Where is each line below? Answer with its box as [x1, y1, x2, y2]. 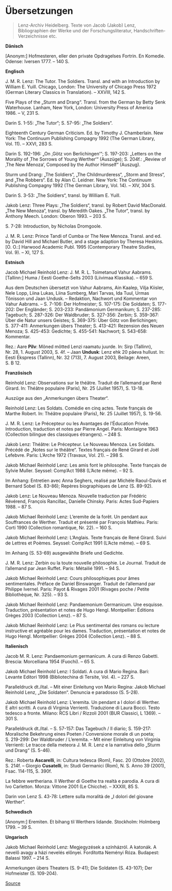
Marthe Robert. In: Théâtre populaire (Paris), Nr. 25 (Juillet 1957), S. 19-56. [5, 410, 162, 416]
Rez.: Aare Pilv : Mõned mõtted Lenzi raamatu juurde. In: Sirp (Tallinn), [5, 343, 153, 350]
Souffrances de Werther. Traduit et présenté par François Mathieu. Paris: [5, 519, 159, 525]
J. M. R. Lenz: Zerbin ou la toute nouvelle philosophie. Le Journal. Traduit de [5, 559, 166, 566]
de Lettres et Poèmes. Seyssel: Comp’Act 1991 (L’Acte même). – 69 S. [5, 540, 151, 546]
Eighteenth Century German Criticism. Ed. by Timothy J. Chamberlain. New [5, 130, 164, 136]
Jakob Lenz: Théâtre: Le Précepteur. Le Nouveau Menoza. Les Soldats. [5, 441, 156, 447]
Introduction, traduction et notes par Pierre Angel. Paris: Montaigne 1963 [5, 426, 159, 432]
